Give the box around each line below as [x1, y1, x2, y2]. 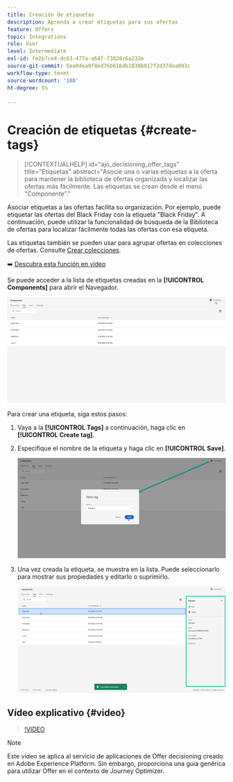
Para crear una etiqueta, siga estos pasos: [7, 409, 128, 418]
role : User [7, 40, 39, 48]
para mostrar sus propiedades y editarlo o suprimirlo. [17, 572, 170, 581]
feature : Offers [7, 26, 54, 33]
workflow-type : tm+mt [7, 69, 70, 76]
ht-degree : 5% [7, 84, 49, 92]
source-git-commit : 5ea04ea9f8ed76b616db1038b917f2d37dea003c [7, 62, 191, 69]
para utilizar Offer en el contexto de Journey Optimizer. [7, 767, 165, 775]
